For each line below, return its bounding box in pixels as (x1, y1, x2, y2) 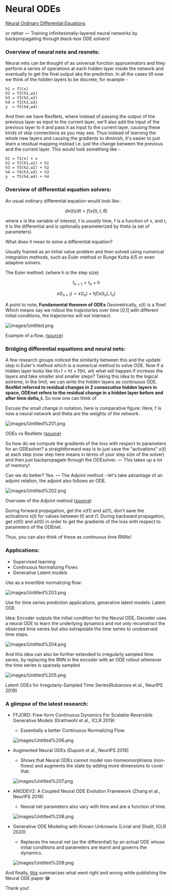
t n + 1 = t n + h (72, 279, 100, 287)
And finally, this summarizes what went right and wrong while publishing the (5, 870, 167, 876)
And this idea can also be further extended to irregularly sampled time (5, 651, 154, 657)
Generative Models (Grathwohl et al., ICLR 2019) (12, 718, 115, 724)
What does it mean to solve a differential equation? (5, 239, 113, 245)
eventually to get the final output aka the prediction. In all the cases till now (5, 71, 164, 77)
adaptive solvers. (5, 259, 42, 265)
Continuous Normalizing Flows (12, 564, 78, 570)
